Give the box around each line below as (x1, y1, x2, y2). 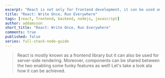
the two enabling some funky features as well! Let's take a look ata (17, 62, 152, 68)
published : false (5, 35, 41, 39)
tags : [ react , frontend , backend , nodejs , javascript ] (5, 16, 120, 21)
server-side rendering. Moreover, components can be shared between (17, 57, 160, 63)
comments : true (5, 30, 36, 35)
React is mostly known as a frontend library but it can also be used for (17, 52, 159, 58)
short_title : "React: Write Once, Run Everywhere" (5, 25, 111, 30)
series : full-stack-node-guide (5, 39, 69, 44)
